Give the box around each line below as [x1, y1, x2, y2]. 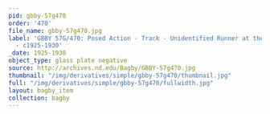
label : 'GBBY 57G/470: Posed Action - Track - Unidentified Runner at [8, 34, 250, 43]
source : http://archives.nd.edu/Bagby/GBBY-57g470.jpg [8, 64, 196, 72]
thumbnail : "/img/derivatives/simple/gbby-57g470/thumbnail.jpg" [8, 71, 231, 79]
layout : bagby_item [8, 86, 74, 95]
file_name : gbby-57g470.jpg [8, 26, 103, 35]
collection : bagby [8, 94, 70, 102]
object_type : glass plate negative [8, 57, 128, 65]
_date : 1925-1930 [8, 49, 67, 57]
